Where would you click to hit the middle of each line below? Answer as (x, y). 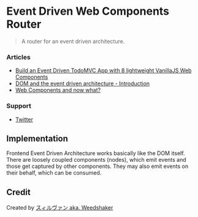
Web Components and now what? (58, 90)
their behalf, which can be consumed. (54, 173)
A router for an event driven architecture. (73, 41)
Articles (18, 57)
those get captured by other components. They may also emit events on (97, 166)
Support (19, 106)
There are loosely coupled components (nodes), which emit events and (97, 160)
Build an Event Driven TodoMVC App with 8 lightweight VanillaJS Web (103, 70)
